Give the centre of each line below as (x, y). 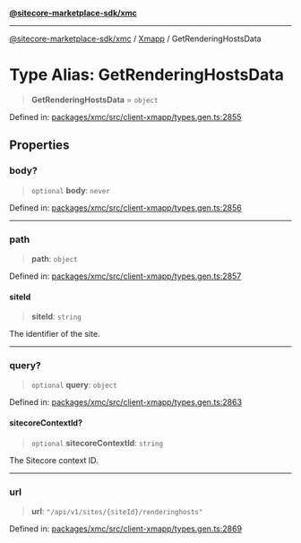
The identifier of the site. (55, 334)
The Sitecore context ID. (54, 460)
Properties (39, 146)
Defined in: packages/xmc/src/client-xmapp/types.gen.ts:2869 (126, 529)
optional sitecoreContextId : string (97, 443)
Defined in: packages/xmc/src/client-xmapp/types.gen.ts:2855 (125, 116)
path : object (54, 258)
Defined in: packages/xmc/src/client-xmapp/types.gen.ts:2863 (126, 402)
